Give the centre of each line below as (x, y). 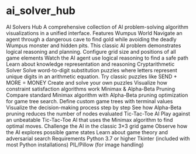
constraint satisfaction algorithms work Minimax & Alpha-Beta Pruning (91, 89)
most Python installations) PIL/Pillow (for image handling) (75, 145)
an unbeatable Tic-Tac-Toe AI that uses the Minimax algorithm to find (90, 120)
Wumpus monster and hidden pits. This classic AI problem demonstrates (94, 45)
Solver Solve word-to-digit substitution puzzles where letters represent (92, 70)
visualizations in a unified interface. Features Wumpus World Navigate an (94, 33)
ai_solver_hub (41, 11)
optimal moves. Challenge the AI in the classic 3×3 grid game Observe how (97, 126)
